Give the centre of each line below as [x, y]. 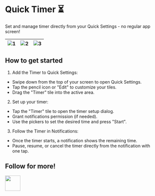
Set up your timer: [30, 102]
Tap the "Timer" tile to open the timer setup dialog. [63, 111]
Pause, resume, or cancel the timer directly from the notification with [81, 146]
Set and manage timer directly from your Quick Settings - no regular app [78, 26]
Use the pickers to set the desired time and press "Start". [69, 121]
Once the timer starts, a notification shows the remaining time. [75, 140]
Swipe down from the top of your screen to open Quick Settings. [77, 82]
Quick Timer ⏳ [35, 10]
